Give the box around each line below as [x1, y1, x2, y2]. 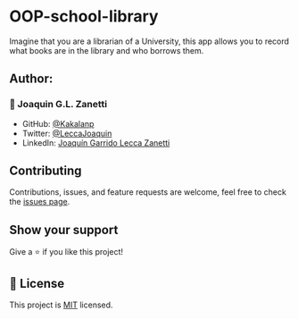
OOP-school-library [9, 6, 159, 27]
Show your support [9, 222, 119, 238]
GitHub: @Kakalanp [21, 118, 95, 129]
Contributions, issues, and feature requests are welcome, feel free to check [9, 187, 287, 197]
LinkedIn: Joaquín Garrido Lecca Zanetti [21, 137, 170, 148]
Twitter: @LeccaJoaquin [21, 128, 112, 139]
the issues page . [9, 197, 70, 207]
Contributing [9, 164, 82, 179]
